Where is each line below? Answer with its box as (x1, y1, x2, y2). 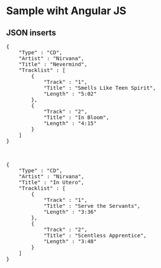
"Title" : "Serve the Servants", (43, 202, 141, 209)
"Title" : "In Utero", (18, 179, 85, 185)
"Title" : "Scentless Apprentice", (43, 232, 147, 238)
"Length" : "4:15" (43, 120, 97, 126)
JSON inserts (6, 28, 56, 38)
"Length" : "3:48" (43, 238, 97, 244)
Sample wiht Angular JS (6, 4, 127, 18)
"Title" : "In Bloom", (43, 114, 110, 120)
